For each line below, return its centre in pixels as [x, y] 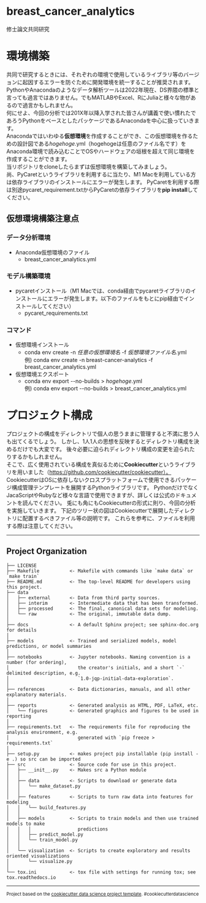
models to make [26, 824]
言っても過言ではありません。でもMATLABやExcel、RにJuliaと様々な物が [99, 97]
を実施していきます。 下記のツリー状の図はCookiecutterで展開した [90, 511]
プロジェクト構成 [50, 416]
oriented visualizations [38, 856]
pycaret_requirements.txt [56, 313]
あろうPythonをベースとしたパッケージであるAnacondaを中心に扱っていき [100, 120]
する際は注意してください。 [41, 526]
